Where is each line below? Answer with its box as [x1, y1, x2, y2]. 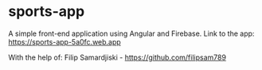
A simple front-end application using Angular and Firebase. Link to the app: [8, 29, 255, 38]
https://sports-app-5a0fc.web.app [8, 37, 121, 46]
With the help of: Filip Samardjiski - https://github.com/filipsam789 [8, 52, 227, 62]
